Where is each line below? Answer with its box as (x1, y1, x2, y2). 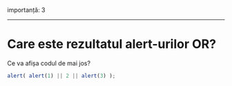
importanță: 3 (7, 6, 46, 14)
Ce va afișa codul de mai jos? (7, 58, 91, 67)
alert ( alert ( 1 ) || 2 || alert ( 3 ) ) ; (7, 72, 116, 79)
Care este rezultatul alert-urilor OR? (7, 36, 216, 52)
